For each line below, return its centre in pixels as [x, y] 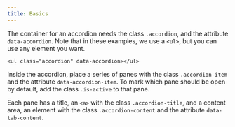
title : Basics [28, 14]
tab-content [25, 118]
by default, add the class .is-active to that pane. [79, 89]
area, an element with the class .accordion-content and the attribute [106, 110]
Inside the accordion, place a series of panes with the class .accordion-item [117, 74]
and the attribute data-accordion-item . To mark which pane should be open [116, 82]
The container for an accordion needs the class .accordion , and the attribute [118, 33]
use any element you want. [46, 48]
